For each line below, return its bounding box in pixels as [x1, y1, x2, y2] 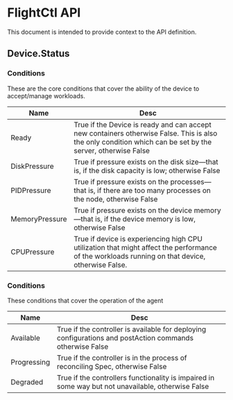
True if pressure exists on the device [74, 206, 193, 215]
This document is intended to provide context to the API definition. [7, 28, 197, 36]
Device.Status [7, 48, 70, 60]
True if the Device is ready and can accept [74, 120, 212, 129]
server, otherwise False [74, 145, 150, 155]
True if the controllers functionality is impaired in [56, 372, 215, 382]
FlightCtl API [7, 5, 81, 21]
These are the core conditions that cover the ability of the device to [7, 84, 200, 93]
